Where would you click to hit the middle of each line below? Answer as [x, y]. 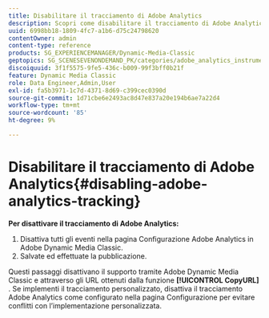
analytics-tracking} [75, 201]
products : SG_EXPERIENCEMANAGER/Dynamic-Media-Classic [102, 53]
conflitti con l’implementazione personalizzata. [85, 305]
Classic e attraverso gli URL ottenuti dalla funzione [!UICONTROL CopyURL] [134, 280]
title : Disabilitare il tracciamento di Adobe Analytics [105, 16]
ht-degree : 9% [32, 120]
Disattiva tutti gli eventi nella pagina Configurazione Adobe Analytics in [137, 238]
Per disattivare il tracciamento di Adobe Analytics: [94, 223]
